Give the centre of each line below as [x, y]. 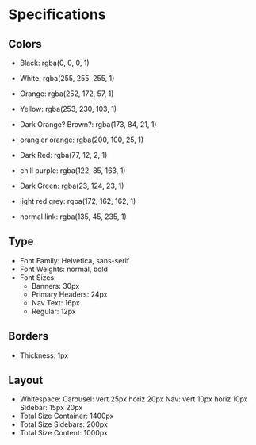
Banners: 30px [55, 286]
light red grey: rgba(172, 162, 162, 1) [78, 201]
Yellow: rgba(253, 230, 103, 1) [68, 109]
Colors [25, 44]
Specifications [57, 15]
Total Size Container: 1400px [67, 416]
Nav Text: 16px [56, 302]
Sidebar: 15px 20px [51, 408]
